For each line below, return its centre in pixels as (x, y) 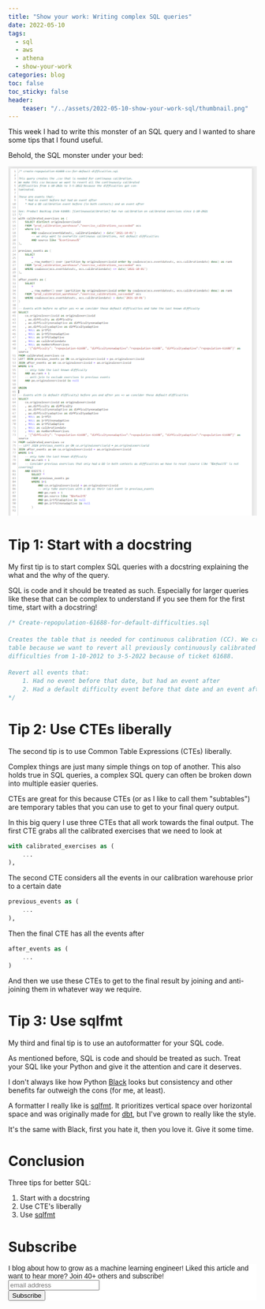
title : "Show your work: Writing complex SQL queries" (100, 17)
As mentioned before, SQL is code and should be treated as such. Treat (124, 1058)
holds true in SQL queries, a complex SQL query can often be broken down (130, 775)
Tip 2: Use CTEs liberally (90, 729)
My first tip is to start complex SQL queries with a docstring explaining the (129, 567)
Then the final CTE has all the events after (76, 933)
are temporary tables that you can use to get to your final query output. (123, 807)
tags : (17, 33)
